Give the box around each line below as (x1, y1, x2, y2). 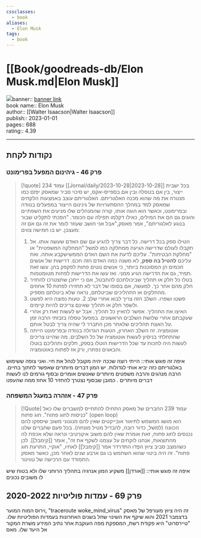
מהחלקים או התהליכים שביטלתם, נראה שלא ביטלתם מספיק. (29, 288, 166, 296)
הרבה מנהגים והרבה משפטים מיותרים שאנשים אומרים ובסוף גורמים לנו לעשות (6, 370, 181, 377)
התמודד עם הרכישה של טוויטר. (20, 456, 91, 463)
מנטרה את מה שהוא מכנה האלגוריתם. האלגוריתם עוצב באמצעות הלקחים (20, 194, 185, 201)
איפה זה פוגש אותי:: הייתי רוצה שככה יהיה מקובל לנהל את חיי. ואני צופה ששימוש (6, 357, 185, 365)
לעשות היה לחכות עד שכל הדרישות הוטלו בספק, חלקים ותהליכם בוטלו (29, 339, 187, 347)
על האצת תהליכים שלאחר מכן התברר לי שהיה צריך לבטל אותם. (29, 320, 173, 328)
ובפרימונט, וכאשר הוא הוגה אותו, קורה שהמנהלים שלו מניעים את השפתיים (20, 207, 187, 214)
